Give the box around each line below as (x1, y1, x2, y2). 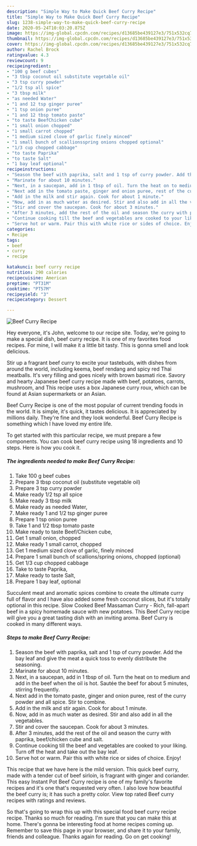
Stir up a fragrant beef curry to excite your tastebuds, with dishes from (6, 359, 177, 367)
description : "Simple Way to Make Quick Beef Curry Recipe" (6, 8, 157, 15)
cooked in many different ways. (6, 621, 82, 628)
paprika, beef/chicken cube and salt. (15, 736, 104, 743)
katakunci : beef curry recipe (6, 264, 81, 270)
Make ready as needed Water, (15, 504, 88, 511)
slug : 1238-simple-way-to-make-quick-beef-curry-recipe (6, 19, 146, 25)
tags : (6, 237, 20, 243)
